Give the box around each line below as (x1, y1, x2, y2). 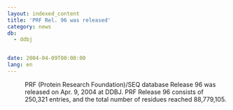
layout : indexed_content (7, 10, 80, 17)
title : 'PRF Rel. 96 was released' (7, 17, 111, 24)
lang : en (7, 61, 33, 68)
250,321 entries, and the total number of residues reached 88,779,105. (24, 95, 227, 103)
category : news (7, 23, 52, 30)
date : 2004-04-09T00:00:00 (7, 55, 86, 62)
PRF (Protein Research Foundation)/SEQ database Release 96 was (24, 80, 216, 88)
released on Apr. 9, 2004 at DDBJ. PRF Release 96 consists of (24, 88, 204, 96)
